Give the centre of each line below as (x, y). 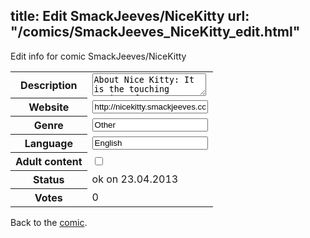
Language (48, 144)
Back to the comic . (49, 223)
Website (49, 107)
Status (49, 180)
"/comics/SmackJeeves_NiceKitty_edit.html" (155, 32)
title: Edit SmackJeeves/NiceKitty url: (130, 16)
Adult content (49, 162)
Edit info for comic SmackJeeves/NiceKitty (98, 56)
